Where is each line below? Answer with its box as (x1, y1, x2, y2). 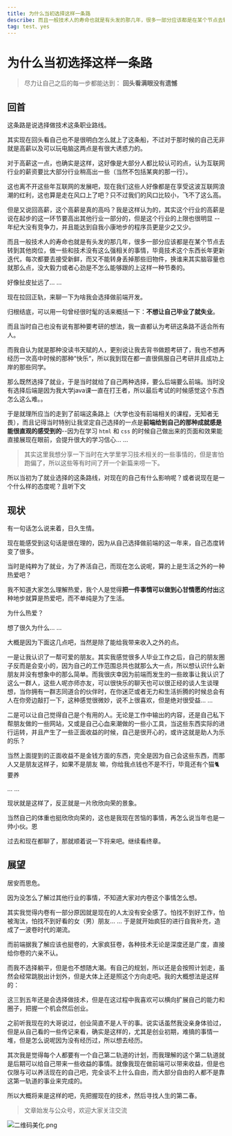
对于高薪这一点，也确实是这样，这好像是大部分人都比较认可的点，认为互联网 (7, 159, 225, 167)
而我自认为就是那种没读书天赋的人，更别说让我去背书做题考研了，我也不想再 (7, 346, 225, 354)
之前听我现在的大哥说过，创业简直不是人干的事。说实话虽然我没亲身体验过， (7, 1018, 225, 1027)
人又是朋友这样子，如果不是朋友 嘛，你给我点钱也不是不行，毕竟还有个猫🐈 (7, 760, 220, 768)
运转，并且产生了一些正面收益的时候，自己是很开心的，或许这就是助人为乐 (12, 727, 225, 736)
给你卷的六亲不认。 (7, 949, 62, 957)
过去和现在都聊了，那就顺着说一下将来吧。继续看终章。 (7, 837, 164, 845)
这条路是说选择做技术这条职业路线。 (7, 121, 110, 129)
